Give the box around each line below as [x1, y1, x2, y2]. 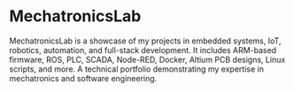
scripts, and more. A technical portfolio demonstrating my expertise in [9, 64, 264, 74]
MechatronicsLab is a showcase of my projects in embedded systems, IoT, [9, 35, 282, 46]
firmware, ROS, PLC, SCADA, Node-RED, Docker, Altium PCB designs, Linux [9, 54, 286, 65]
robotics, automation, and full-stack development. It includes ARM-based [9, 44, 277, 55]
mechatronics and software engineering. [9, 73, 158, 83]
